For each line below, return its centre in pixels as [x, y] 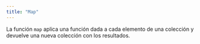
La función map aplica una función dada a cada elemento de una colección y [100, 29]
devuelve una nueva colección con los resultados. [68, 35]
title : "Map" [23, 12]
